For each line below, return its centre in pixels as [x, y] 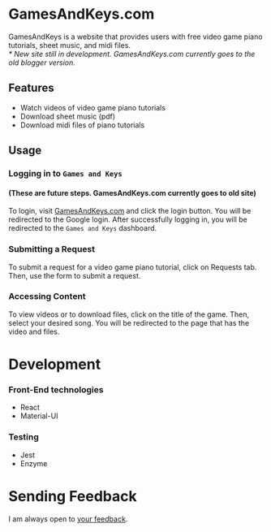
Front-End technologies [56, 389]
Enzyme [34, 463]
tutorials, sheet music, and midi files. [70, 45]
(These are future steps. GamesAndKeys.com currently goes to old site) [133, 192]
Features [31, 88]
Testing [24, 437]
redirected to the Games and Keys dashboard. [83, 228]
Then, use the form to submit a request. [75, 275]
